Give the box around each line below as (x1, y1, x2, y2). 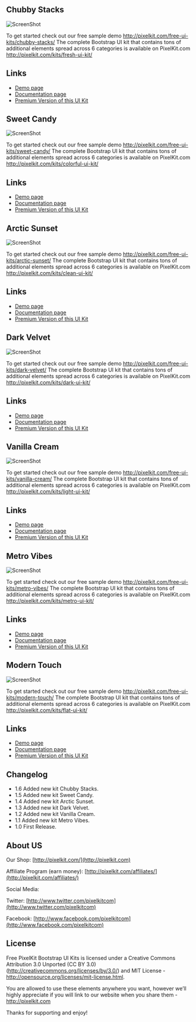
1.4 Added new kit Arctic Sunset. (14, 798, 95, 805)
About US (6, 840, 43, 851)
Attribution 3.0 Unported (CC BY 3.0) (6, 961, 96, 968)
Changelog (6, 769, 48, 779)
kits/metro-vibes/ (6, 585, 49, 592)
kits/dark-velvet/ (6, 366, 46, 373)
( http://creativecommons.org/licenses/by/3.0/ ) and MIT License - (6, 967, 166, 974)
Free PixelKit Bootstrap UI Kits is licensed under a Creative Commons (6, 954, 176, 961)
